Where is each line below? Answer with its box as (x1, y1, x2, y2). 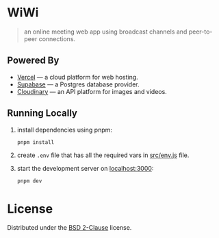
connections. (38, 34, 76, 43)
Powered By (7, 55, 60, 67)
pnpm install (16, 139, 55, 145)
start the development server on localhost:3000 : (16, 165, 154, 173)
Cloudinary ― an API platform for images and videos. (16, 87, 168, 95)
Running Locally (7, 108, 77, 119)
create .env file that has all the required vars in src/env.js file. (16, 151, 190, 159)
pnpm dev (16, 178, 42, 185)
